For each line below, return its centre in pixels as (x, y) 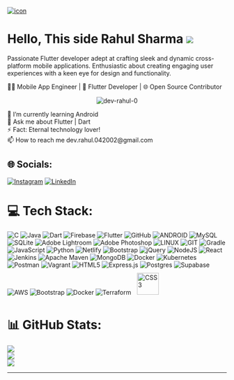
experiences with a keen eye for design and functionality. (89, 73)
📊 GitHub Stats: (55, 324)
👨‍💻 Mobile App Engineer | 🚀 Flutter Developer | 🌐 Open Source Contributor (115, 87)
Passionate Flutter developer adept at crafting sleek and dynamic (101, 58)
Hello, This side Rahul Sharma (95, 39)
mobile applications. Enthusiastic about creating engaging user (123, 66)
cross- (205, 58)
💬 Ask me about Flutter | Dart (49, 122)
